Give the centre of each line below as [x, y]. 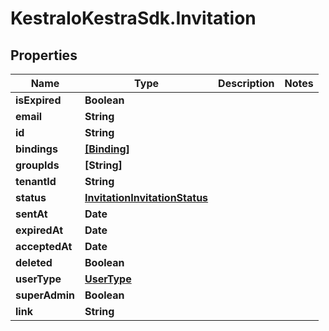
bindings [36, 149]
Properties [44, 55]
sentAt [31, 214]
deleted [34, 262]
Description [246, 83]
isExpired [38, 100]
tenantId [36, 181]
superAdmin [45, 295]
